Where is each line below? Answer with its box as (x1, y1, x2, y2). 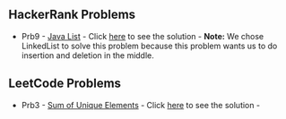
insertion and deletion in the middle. (21, 49, 154, 61)
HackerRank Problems (8, 7, 136, 22)
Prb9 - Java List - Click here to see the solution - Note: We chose (21, 30, 264, 41)
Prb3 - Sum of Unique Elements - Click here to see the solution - (21, 99, 261, 110)
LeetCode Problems (8, 76, 122, 91)
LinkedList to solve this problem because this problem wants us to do (21, 40, 278, 51)
